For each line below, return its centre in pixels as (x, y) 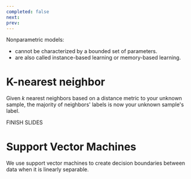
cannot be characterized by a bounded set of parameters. (86, 51)
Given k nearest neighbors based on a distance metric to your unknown (94, 98)
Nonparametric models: (35, 40)
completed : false (28, 12)
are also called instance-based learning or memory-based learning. (98, 58)
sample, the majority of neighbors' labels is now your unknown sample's (95, 104)
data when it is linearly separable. (47, 169)
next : (13, 17)
